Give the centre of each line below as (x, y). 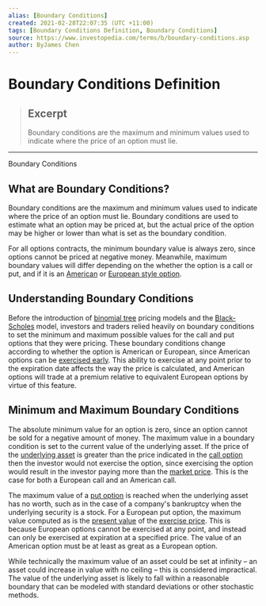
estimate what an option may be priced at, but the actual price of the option (131, 224)
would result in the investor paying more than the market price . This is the (129, 471)
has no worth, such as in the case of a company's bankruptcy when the (125, 504)
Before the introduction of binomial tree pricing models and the (111, 317)
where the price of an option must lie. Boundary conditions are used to (123, 216)
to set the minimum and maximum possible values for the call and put (122, 335)
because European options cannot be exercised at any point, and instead (127, 529)
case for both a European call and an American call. (92, 480)
